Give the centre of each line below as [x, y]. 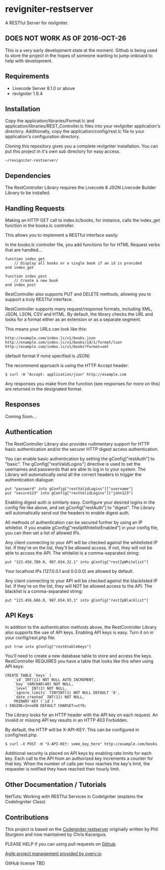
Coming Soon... [21, 416]
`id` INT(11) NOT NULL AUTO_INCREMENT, [55, 680]
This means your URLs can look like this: [46, 329]
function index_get [25, 259]
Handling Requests [35, 208]
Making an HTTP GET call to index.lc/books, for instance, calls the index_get [82, 220]
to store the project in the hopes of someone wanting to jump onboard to [79, 55]
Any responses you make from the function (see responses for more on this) [83, 384]
